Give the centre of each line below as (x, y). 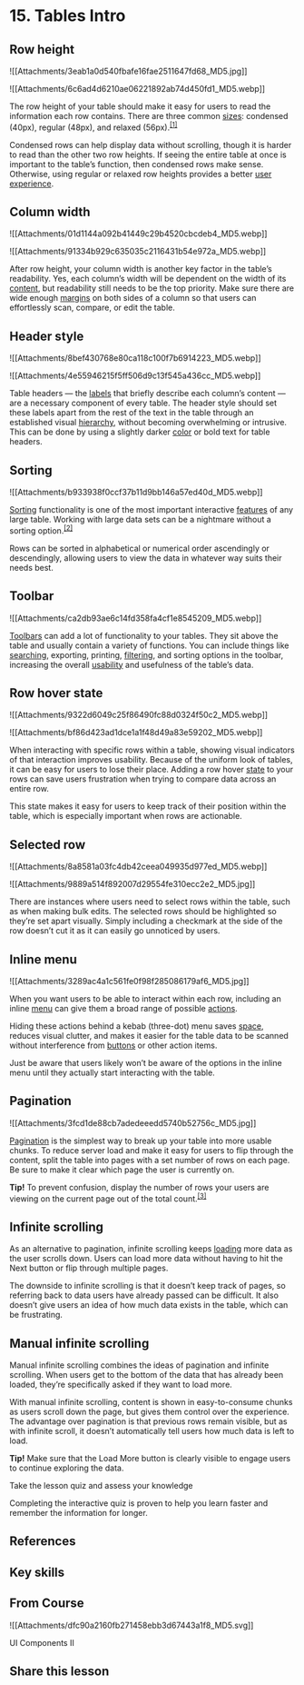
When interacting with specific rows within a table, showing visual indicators (152, 750)
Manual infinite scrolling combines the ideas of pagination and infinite (139, 1365)
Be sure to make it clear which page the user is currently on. (122, 1170)
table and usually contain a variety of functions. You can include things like (149, 645)
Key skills (37, 1572)
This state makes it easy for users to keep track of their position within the (148, 806)
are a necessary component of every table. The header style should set (143, 403)
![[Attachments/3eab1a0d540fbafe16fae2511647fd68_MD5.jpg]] (128, 71)
